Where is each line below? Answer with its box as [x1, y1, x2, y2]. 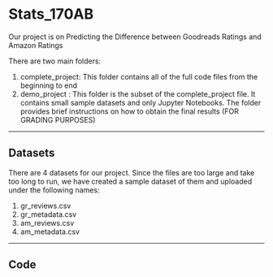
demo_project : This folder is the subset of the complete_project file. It [19, 89, 256, 98]
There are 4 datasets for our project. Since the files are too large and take [8, 167, 255, 177]
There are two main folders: [8, 56, 102, 66]
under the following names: [8, 184, 100, 195]
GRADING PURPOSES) [19, 115, 96, 124]
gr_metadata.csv [19, 209, 77, 219]
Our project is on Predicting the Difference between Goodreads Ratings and [8, 32, 262, 41]
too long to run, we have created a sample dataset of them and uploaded [8, 176, 253, 186]
